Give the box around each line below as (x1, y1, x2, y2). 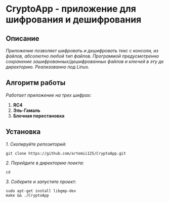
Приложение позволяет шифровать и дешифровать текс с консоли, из (6, 48, 159, 53)
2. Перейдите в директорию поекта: (6, 160, 84, 166)
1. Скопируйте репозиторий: (6, 141, 67, 147)
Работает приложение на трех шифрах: (6, 92, 92, 98)
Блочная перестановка (13, 112, 65, 119)
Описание (6, 34, 39, 43)
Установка (6, 128, 41, 136)
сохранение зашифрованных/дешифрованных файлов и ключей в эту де (6, 59, 164, 64)
